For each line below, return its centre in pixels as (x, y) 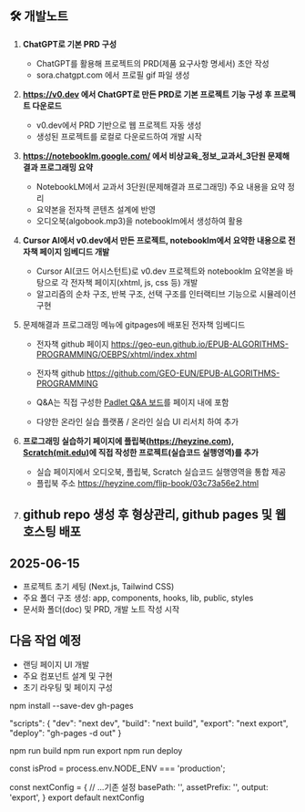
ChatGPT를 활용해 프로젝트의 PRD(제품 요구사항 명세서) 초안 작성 (153, 63)
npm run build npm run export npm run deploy (96, 750)
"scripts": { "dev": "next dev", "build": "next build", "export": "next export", (149, 723)
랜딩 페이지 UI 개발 (56, 664)
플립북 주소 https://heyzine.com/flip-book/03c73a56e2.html (147, 483)
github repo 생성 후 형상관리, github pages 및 (147, 515)
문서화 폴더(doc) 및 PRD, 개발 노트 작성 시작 (101, 609)
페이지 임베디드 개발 (75, 251)
